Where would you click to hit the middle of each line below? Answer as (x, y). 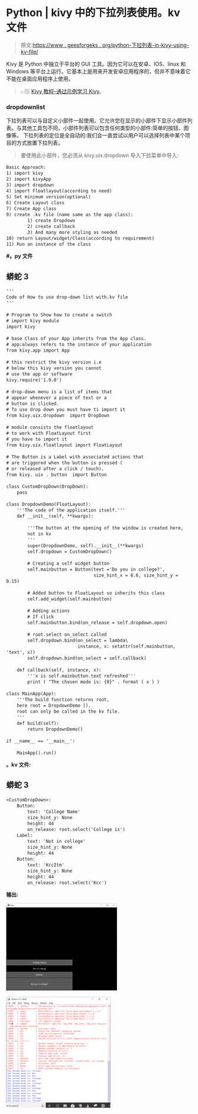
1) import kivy (25, 173)
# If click (41, 617)
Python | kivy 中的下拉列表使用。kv (93, 13)
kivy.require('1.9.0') (34, 380)
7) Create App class (32, 209)
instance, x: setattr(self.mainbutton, (127, 646)
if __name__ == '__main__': (41, 741)
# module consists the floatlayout (50, 427)
